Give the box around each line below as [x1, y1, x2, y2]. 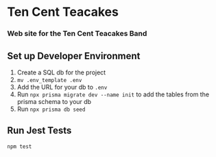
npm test [7, 143, 32, 150]
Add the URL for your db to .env [16, 83, 108, 91]
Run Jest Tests [7, 125, 72, 136]
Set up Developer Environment [7, 50, 141, 62]
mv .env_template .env [16, 76, 82, 83]
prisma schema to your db [16, 97, 91, 105]
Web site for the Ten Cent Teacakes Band [7, 29, 147, 39]
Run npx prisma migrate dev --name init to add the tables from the [16, 90, 210, 98]
